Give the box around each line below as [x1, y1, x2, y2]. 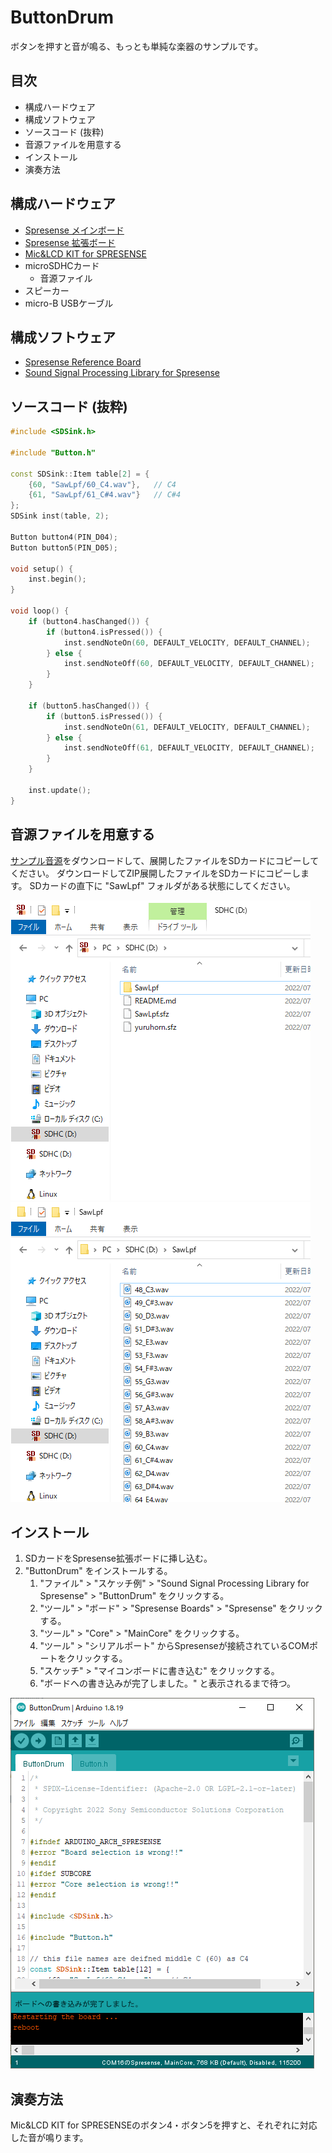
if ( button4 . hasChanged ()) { [28, 616, 150, 626]
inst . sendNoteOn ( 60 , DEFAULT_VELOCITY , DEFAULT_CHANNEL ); [63, 637, 311, 648]
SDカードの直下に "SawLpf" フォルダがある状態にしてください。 [29, 879, 296, 891]
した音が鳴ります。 [10, 2132, 89, 2144]
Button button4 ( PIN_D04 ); [10, 532, 118, 542]
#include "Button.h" [10, 447, 97, 458]
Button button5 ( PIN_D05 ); [10, 542, 118, 553]
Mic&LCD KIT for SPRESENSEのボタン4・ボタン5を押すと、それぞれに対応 [10, 2119, 318, 2131]
